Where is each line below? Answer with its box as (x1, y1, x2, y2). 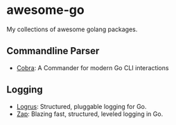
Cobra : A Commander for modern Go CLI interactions (16, 63, 169, 72)
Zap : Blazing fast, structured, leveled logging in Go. (16, 110, 164, 118)
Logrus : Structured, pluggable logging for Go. (16, 102, 147, 110)
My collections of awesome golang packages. (6, 25, 138, 33)
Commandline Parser (6, 45, 100, 57)
